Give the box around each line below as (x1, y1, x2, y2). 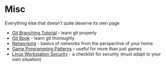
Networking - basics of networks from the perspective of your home (11, 40, 153, 46)
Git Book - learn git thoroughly (11, 35, 75, 41)
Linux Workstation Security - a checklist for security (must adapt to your (11, 51, 161, 57)
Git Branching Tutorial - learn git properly (11, 29, 97, 35)
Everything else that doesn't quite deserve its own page (4, 20, 120, 26)
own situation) (11, 56, 41, 62)
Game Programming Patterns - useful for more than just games (11, 45, 142, 51)
